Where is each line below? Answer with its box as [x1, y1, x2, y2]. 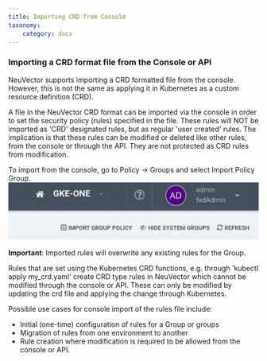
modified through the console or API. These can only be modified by [8, 281, 232, 290]
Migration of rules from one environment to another [19, 328, 188, 338]
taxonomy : [8, 21, 41, 29]
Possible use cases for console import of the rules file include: [8, 305, 213, 314]
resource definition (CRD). [8, 91, 94, 101]
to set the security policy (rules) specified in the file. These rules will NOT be [8, 115, 259, 125]
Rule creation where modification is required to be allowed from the [19, 336, 241, 346]
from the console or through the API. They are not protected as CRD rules [8, 141, 249, 150]
